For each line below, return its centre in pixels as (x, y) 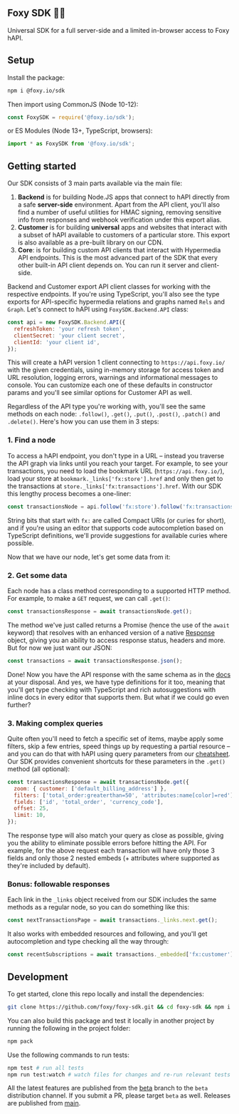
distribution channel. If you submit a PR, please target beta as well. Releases (119, 1095)
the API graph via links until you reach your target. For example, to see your (118, 463)
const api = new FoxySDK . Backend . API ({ (67, 323)
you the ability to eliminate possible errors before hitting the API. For (107, 843)
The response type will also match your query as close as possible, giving (116, 835)
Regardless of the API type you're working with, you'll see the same (107, 406)
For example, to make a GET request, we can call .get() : (89, 598)
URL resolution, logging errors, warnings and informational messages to (113, 378)
